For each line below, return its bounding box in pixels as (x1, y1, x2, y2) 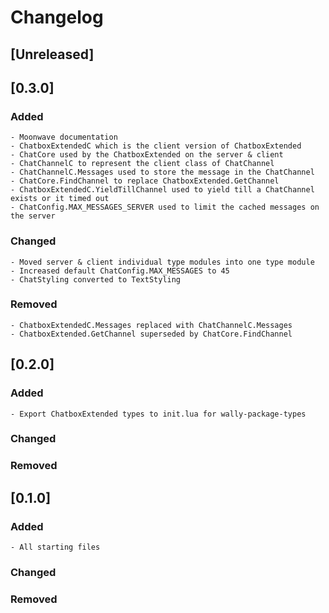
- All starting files (10, 542, 101, 553)
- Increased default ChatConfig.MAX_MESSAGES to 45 (10, 266, 230, 276)
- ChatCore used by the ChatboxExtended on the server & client (10, 150, 284, 160)
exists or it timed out (10, 194, 110, 204)
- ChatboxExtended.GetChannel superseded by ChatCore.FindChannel (10, 329, 293, 339)
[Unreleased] (10, 46, 95, 63)
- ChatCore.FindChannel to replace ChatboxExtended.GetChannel (10, 176, 280, 186)
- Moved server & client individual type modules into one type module (10, 257, 315, 267)
